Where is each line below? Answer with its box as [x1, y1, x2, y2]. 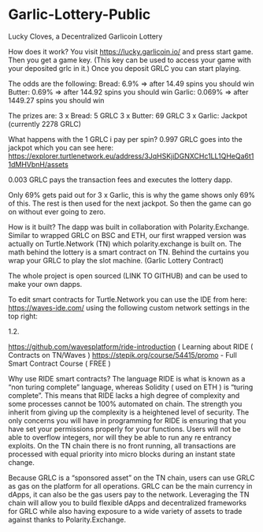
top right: [8, 311, 38, 321]
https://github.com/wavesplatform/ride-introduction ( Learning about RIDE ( [8, 341, 254, 352]
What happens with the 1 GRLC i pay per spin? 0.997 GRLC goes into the [8, 134, 243, 143]
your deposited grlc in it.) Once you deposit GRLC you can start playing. [8, 63, 242, 73]
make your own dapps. [8, 279, 83, 288]
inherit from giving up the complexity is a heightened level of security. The [8, 407, 250, 417]
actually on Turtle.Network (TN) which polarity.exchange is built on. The [8, 239, 242, 248]
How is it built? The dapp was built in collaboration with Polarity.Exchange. [8, 222, 250, 232]
